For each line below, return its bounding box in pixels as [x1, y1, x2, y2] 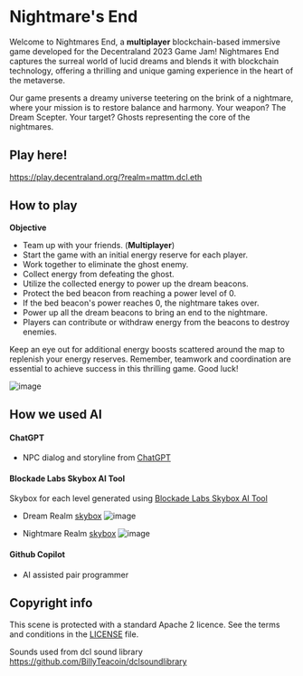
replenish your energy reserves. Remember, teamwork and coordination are [9, 353, 291, 364]
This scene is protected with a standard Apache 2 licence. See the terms [9, 619, 280, 631]
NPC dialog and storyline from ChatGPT [22, 452, 172, 463]
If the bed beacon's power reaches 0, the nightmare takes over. [22, 297, 260, 308]
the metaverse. [9, 74, 66, 85]
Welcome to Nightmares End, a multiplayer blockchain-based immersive [9, 36, 280, 47]
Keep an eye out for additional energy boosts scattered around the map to [9, 343, 285, 354]
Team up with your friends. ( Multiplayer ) [22, 239, 175, 250]
